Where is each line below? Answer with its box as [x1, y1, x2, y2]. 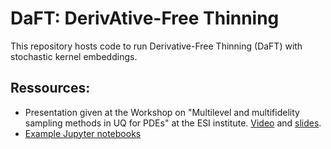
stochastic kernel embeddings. [10, 50, 138, 62]
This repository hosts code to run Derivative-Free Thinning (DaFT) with [10, 40, 303, 52]
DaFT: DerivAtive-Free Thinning [10, 7, 280, 30]
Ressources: [10, 80, 91, 97]
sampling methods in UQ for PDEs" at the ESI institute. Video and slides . [24, 117, 322, 129]
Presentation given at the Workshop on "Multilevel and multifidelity [24, 106, 300, 118]
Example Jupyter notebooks [24, 127, 142, 139]
